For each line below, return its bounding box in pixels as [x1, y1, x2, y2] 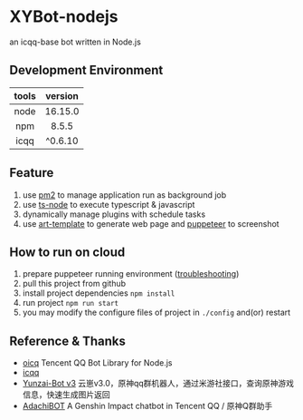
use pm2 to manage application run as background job [22, 189, 227, 200]
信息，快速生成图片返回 [22, 389, 110, 400]
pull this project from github [22, 278, 127, 289]
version [44, 89, 80, 102]
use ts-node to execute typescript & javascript [22, 199, 195, 210]
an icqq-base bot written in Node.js [9, 36, 142, 47]
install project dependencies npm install [22, 288, 175, 298]
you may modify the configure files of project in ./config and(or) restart [22, 307, 291, 318]
